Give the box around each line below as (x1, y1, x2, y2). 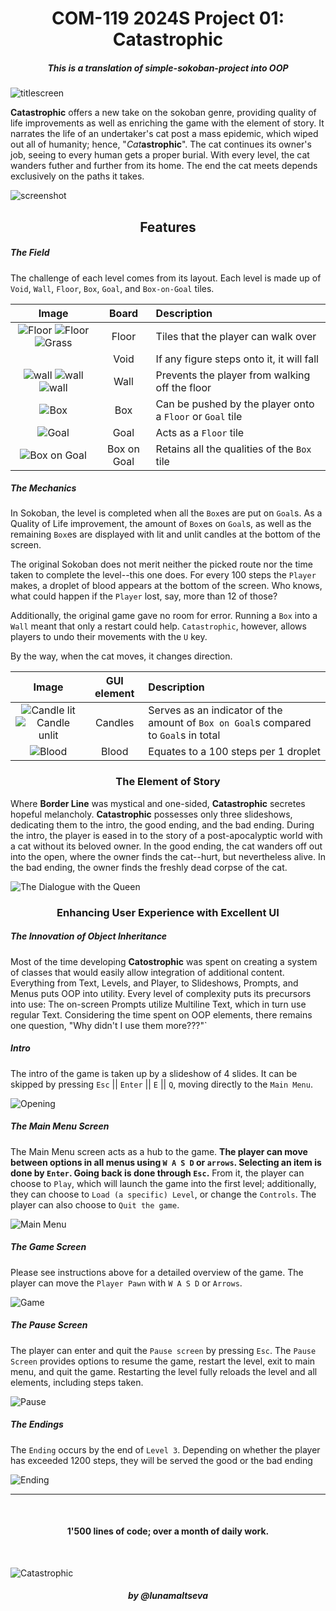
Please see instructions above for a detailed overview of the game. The (10, 1266, 304, 1278)
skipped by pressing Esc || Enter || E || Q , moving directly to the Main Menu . (10, 1078, 313, 1090)
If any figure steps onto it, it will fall (155, 352, 319, 366)
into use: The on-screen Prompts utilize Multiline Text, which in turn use (10, 998, 307, 1010)
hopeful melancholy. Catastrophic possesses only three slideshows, (10, 808, 293, 820)
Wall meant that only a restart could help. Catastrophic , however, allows (10, 620, 307, 632)
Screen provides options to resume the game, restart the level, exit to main (10, 1355, 316, 1367)
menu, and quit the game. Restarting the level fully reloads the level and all (10, 1365, 318, 1377)
